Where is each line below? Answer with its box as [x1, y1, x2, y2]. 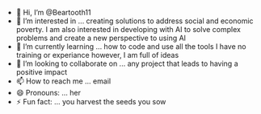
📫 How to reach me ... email [15, 76, 112, 86]
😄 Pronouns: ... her [15, 88, 82, 97]
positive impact [15, 67, 68, 76]
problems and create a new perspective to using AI [15, 33, 187, 43]
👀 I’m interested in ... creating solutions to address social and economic [15, 16, 254, 26]
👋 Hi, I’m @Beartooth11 [15, 8, 91, 17]
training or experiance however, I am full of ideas [15, 51, 179, 59]
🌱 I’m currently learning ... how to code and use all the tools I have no [15, 42, 246, 51]
